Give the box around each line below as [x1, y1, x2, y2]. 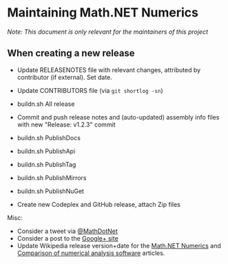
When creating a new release [7, 47, 136, 59]
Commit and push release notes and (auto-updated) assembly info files [17, 113, 220, 121]
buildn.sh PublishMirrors [17, 173, 87, 181]
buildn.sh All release [17, 100, 75, 108]
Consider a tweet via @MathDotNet [17, 227, 118, 235]
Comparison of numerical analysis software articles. [17, 249, 165, 257]
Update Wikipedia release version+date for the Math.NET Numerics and [17, 241, 222, 250]
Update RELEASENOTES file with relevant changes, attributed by [17, 65, 201, 74]
